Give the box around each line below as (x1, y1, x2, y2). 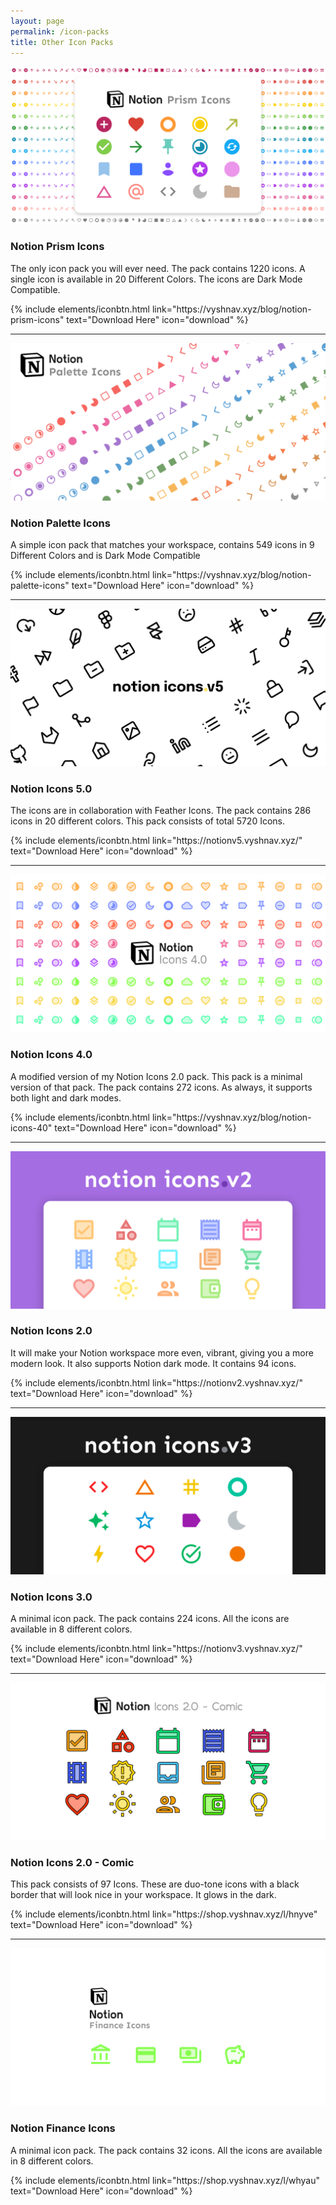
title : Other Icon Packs (10, 37, 114, 47)
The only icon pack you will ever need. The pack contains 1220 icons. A (10, 262, 306, 274)
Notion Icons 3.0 (10, 1590, 93, 1604)
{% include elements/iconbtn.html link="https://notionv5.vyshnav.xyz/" (10, 835, 303, 847)
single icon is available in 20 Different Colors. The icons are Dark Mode (10, 273, 303, 285)
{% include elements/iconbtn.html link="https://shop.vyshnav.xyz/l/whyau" (10, 2174, 320, 2186)
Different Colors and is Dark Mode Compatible (10, 549, 201, 561)
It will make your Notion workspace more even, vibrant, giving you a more (10, 1346, 314, 1359)
